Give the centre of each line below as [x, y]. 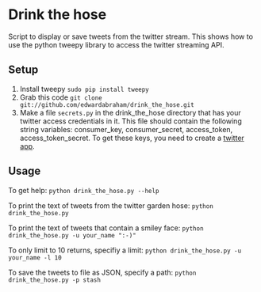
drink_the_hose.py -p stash [55, 280]
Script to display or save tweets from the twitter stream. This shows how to [131, 36]
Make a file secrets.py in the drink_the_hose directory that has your [130, 112]
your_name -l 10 [35, 258]
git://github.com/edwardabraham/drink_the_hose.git [107, 104]
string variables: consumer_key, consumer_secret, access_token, [126, 129]
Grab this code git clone [61, 97]
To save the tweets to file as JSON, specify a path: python [102, 272]
